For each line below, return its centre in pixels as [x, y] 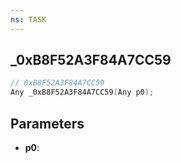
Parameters [47, 123]
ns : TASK [28, 19]
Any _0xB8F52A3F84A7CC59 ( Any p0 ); [82, 92]
